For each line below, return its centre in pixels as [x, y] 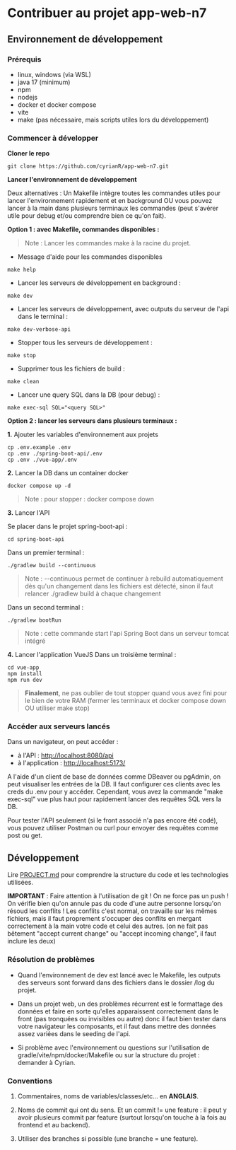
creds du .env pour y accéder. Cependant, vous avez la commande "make [115, 792]
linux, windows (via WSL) [54, 74]
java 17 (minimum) [44, 82]
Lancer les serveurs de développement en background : [99, 283]
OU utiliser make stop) [57, 708]
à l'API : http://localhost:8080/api [66, 755]
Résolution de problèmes [51, 960]
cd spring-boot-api [36, 540]
